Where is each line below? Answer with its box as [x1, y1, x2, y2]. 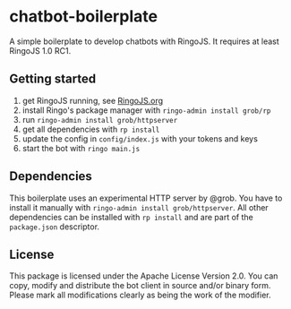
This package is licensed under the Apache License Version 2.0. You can [9, 270, 278, 281]
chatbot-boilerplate [9, 6, 158, 27]
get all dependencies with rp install [21, 124, 160, 134]
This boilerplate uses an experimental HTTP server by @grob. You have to [9, 193, 283, 203]
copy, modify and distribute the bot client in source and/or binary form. [9, 280, 271, 291]
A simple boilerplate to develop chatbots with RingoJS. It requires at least [9, 36, 279, 47]
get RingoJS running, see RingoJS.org [21, 95, 164, 106]
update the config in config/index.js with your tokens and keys [21, 133, 258, 144]
